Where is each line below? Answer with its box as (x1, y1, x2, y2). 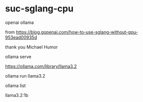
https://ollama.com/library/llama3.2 (5, 63, 77, 69)
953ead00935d (5, 34, 37, 40)
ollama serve (5, 53, 31, 60)
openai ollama (5, 19, 34, 25)
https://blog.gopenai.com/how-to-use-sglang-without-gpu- (15, 29, 138, 35)
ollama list (5, 83, 26, 89)
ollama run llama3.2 (5, 73, 46, 79)
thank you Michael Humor (5, 44, 58, 50)
